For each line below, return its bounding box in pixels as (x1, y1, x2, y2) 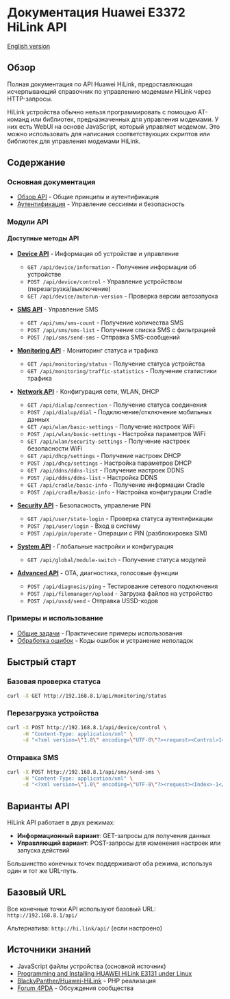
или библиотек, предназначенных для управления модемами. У (30, 115, 219, 123)
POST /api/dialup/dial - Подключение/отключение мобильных (27, 407, 212, 416)
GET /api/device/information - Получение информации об (27, 262, 196, 271)
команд (7, 115, 29, 123)
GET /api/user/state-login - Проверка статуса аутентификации (27, 514, 214, 522)
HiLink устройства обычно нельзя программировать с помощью (7, 108, 196, 116)
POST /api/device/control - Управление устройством (27, 277, 183, 286)
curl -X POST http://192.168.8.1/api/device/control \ (7, 724, 167, 731)
